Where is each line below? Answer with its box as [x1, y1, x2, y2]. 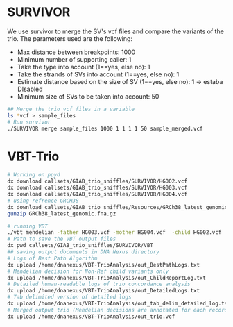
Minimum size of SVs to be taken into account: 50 [17, 92, 159, 101]
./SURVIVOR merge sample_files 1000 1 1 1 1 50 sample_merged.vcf [7, 125, 203, 132]
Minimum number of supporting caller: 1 [17, 55, 132, 63]
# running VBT [7, 223, 49, 230]
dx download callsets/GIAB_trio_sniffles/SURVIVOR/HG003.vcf [7, 185, 188, 192]
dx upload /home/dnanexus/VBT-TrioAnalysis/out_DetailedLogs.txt [7, 287, 200, 294]
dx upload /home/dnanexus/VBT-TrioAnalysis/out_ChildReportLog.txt [7, 274, 207, 281]
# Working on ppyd [7, 171, 60, 178]
